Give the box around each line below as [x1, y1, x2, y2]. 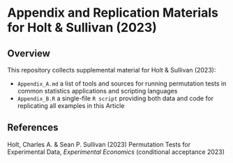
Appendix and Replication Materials [7, 5, 218, 21]
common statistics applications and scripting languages [17, 87, 178, 95]
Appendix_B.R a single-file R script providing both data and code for [17, 94, 214, 102]
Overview [7, 47, 51, 59]
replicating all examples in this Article [17, 102, 125, 109]
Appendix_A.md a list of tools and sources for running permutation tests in [17, 79, 227, 88]
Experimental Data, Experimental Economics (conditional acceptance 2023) [7, 148, 225, 156]
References [7, 122, 59, 134]
